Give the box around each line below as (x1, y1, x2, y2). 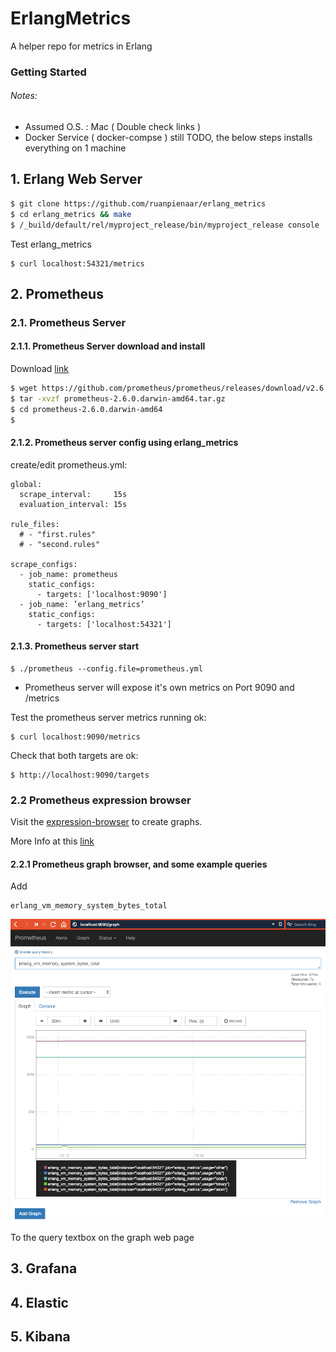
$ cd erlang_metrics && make (10, 209, 132, 219)
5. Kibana (10, 1328, 71, 1346)
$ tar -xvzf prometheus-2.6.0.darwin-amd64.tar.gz (10, 393, 226, 404)
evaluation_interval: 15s (19, 499, 128, 509)
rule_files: (10, 519, 60, 529)
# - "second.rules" (19, 539, 101, 549)
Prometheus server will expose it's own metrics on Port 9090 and (24, 681, 295, 693)
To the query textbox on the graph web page (10, 1231, 195, 1243)
